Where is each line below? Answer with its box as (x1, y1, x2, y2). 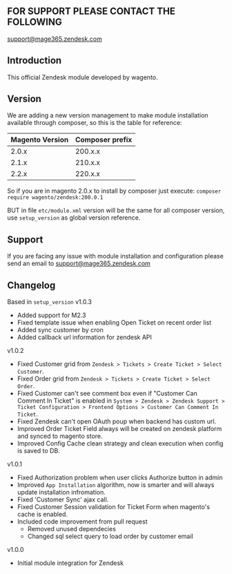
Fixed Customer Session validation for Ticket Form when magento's (17, 503, 211, 511)
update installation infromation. (17, 488, 106, 497)
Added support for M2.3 (17, 311, 86, 320)
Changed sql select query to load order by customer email (27, 532, 193, 541)
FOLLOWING (7, 17, 62, 28)
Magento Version (10, 135, 69, 144)
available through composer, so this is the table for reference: (7, 119, 182, 127)
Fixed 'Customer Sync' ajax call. (17, 495, 109, 504)
